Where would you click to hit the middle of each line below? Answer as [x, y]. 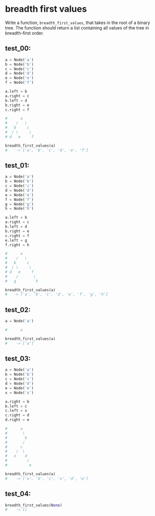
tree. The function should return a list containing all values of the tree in [77, 27]
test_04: [18, 494]
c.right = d [17, 415]
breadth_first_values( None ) [34, 505]
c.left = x [16, 411]
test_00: [18, 48]
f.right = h [17, 245]
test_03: [18, 359]
